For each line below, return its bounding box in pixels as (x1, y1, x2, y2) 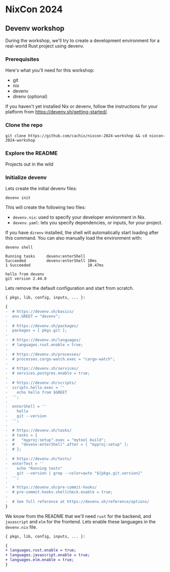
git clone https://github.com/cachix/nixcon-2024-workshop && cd (5, 133, 147, 139)
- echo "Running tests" (5, 466, 63, 471)
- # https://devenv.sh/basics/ (5, 309, 74, 314)
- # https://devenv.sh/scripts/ (5, 380, 77, 385)
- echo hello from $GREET (5, 390, 67, 395)
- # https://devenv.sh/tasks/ (5, 428, 72, 433)
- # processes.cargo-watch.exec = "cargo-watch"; (5, 356, 115, 361)
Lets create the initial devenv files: (5, 186, 78, 192)
